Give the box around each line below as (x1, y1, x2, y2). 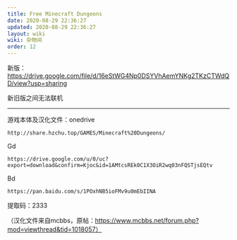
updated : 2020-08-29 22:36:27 (7, 23, 97, 30)
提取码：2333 (7, 201, 48, 210)
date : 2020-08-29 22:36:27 (7, 17, 87, 24)
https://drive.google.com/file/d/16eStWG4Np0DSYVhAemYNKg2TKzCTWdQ (7, 72, 230, 80)
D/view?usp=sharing (7, 79, 68, 87)
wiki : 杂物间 (7, 37, 42, 44)
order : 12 (7, 43, 37, 50)
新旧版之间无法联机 (7, 93, 63, 102)
